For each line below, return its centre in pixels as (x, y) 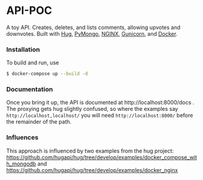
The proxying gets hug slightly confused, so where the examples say (92, 109)
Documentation (30, 90)
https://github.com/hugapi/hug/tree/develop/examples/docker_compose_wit (102, 157)
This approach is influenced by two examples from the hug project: (90, 151)
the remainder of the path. (39, 122)
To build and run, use (33, 63)
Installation (23, 49)
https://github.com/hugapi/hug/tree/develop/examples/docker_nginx (92, 170)
